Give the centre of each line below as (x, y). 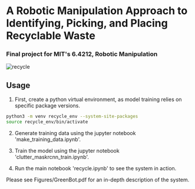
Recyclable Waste (51, 36)
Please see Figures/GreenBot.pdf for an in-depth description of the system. (98, 180)
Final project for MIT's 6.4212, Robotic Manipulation (82, 54)
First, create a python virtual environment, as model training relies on (98, 99)
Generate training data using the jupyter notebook (75, 133)
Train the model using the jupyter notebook (67, 151)
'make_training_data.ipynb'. (48, 140)
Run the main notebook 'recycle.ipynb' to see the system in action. (95, 168)
